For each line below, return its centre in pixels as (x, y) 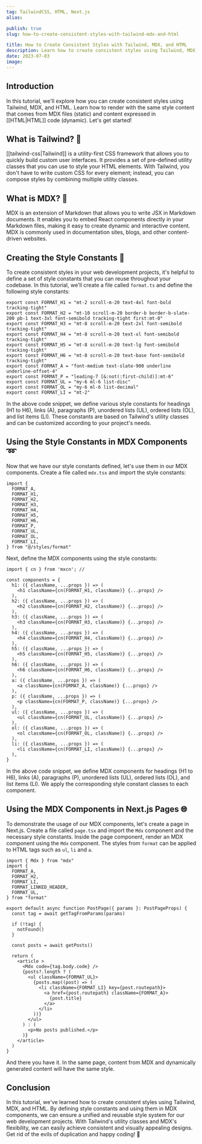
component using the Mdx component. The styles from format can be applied (101, 843)
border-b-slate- (169, 313)
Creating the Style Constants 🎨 (65, 258)
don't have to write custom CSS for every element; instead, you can (90, 173)
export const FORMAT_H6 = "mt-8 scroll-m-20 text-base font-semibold (96, 356)
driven (14, 239)
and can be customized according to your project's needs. (79, 423)
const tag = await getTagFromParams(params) (68, 914)
